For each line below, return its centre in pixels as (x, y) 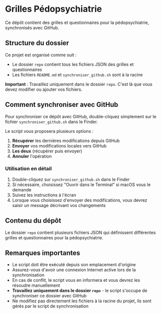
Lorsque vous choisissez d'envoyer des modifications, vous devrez (80, 200)
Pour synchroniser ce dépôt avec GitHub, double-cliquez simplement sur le (81, 116)
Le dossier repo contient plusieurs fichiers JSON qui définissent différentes (80, 232)
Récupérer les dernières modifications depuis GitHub (66, 141)
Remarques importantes (43, 253)
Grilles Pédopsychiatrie (54, 9)
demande (22, 189)
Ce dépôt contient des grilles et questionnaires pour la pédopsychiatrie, (77, 22)
